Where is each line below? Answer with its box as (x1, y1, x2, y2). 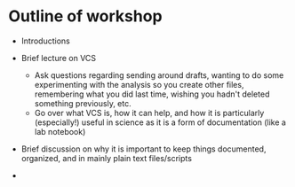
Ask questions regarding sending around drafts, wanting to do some (34, 69, 284, 81)
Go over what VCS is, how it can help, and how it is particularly (34, 107, 265, 118)
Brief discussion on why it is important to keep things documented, (20, 144, 267, 154)
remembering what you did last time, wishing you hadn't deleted (34, 89, 270, 99)
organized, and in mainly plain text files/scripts (20, 152, 193, 163)
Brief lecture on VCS (20, 52, 97, 63)
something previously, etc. (34, 97, 132, 108)
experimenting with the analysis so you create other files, (34, 79, 244, 90)
